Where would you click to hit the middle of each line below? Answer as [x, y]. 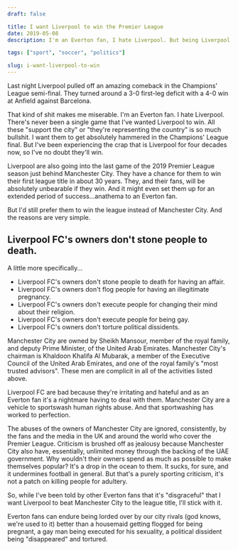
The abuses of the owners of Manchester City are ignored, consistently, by [117, 428]
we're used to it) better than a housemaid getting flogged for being [105, 524]
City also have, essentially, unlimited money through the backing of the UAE [118, 451]
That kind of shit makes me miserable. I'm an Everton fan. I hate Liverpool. [116, 115]
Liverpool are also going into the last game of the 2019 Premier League [111, 166]
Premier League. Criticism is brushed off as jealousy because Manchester [115, 444]
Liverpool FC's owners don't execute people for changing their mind [118, 304]
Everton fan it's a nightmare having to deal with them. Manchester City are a [119, 400]
